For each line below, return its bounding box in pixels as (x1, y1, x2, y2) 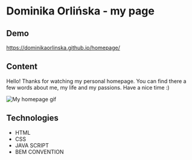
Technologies (6, 113, 59, 123)
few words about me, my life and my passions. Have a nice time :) (6, 84, 170, 91)
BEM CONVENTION (14, 148, 65, 155)
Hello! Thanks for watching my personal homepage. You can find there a (6, 77, 187, 85)
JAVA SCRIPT (14, 141, 50, 149)
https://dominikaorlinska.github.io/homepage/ (6, 44, 121, 51)
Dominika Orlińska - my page (6, 4, 155, 18)
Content (6, 61, 38, 72)
